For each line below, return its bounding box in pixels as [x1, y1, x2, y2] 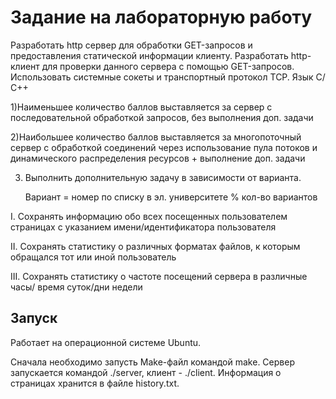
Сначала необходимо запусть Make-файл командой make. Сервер [10, 356, 295, 368]
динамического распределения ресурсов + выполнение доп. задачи [10, 152, 306, 164]
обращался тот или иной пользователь [10, 251, 177, 263]
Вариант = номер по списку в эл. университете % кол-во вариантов [24, 191, 318, 203]
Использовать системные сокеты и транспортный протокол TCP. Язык [10, 71, 314, 83]
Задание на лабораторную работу [10, 6, 313, 29]
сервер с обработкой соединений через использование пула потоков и [10, 141, 318, 153]
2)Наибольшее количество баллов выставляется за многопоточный [10, 131, 302, 143]
